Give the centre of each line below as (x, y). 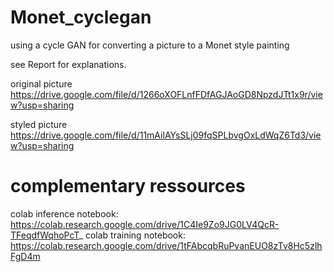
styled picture (39, 124)
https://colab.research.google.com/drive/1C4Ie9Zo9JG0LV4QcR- (145, 224)
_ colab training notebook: (132, 235)
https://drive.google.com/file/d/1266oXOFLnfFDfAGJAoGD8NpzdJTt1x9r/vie (166, 94)
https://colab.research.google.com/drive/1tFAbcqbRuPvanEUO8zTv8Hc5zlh (166, 245)
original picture (41, 83)
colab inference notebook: (64, 213)
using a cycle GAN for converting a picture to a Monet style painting (150, 45)
